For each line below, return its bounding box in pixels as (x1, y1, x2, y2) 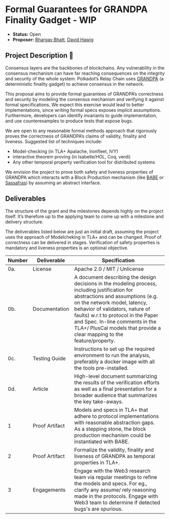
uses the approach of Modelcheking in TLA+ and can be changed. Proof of (5, 234, 162, 240)
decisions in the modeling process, (74, 280, 157, 287)
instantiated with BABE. (74, 438, 130, 445)
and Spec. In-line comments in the (74, 318, 157, 325)
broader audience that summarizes (74, 392, 157, 399)
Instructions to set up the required (74, 345, 155, 352)
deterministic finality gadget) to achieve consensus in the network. (5, 81, 144, 87)
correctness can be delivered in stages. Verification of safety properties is (5, 239, 160, 245)
